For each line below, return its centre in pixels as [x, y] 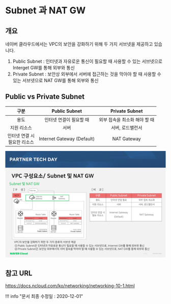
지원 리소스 [21, 128]
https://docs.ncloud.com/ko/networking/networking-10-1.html [70, 286]
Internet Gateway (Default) [67, 139]
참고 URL [19, 273]
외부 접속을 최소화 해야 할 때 [126, 119]
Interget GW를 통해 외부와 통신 [44, 68]
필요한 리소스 [21, 142]
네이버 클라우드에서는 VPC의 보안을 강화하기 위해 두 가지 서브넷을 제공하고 [79, 44]
